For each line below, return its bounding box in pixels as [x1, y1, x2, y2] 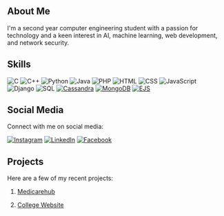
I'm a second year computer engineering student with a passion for [7, 23, 198, 32]
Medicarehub [17, 188, 55, 196]
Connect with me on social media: [7, 122, 104, 130]
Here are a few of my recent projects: [7, 174, 114, 182]
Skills [7, 59, 31, 70]
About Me [7, 6, 50, 17]
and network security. [7, 38, 70, 47]
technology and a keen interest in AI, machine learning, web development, [7, 31, 218, 39]
